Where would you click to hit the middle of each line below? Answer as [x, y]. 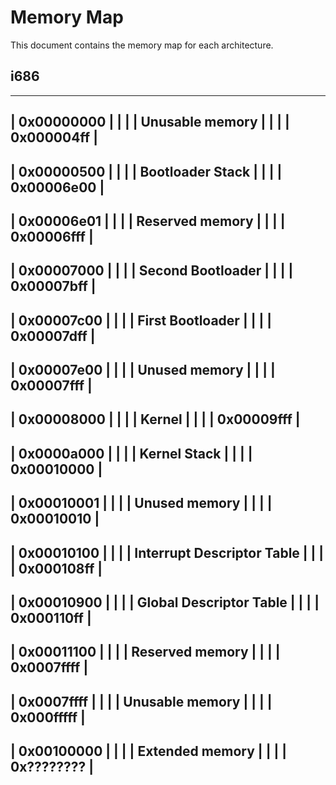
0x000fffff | [48, 717]
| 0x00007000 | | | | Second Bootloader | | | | [152, 271]
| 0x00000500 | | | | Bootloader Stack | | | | [146, 171]
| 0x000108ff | [56, 568]
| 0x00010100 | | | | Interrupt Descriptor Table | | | [167, 552]
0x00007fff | [51, 386]
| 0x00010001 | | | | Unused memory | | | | [141, 503]
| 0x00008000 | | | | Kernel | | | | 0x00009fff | [155, 419]
